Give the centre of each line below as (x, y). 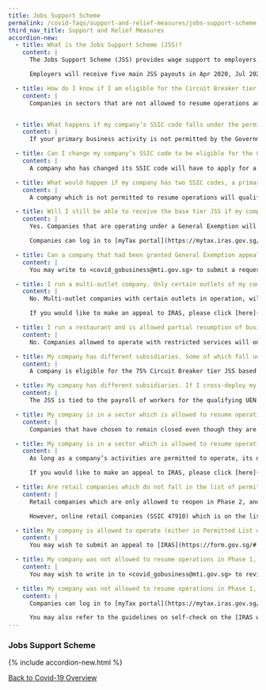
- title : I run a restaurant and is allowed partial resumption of (129, 328)
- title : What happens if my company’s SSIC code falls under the (127, 125)
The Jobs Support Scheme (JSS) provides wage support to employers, (144, 60)
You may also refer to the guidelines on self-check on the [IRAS (141, 618)
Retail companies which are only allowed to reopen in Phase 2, (137, 502)
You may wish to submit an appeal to (91, 545)
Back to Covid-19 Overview (53, 678)
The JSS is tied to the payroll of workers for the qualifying (136, 401)
